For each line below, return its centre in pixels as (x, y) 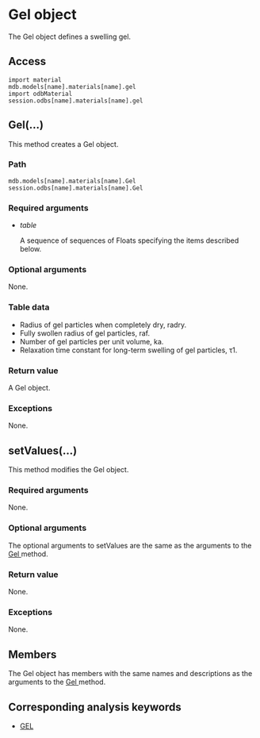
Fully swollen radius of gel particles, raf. (85, 333)
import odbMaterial (40, 94)
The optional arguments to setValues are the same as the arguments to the (130, 545)
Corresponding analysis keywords (95, 707)
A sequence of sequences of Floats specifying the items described (129, 240)
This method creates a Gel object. (63, 144)
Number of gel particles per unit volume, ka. (92, 341)
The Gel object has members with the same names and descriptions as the (130, 674)
